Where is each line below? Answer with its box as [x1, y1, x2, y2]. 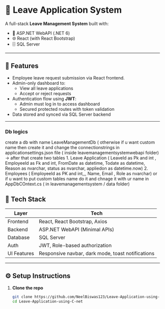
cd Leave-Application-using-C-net [12, 299, 83, 304]
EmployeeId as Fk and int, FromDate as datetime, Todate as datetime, [5, 160, 145, 166]
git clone [12, 294, 33, 299]
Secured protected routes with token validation [19, 106, 114, 112]
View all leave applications [19, 85, 74, 91]
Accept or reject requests [19, 90, 71, 96]
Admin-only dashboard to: [12, 80, 65, 86]
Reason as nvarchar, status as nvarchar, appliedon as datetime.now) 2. [5, 165, 148, 171]
